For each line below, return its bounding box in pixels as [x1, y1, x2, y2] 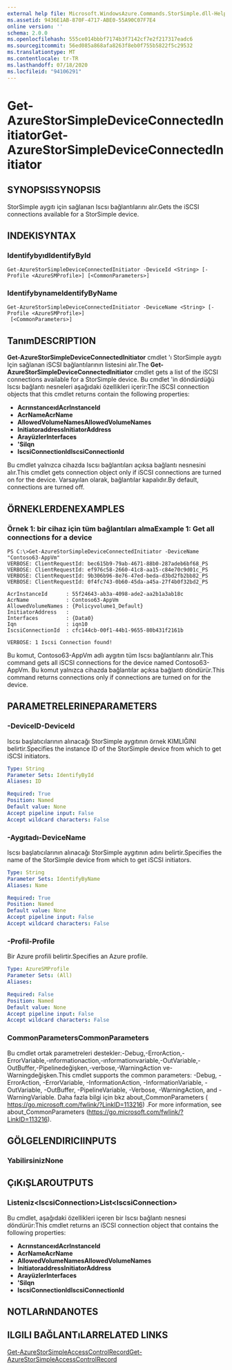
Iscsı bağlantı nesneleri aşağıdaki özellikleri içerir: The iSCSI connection [7, 383, 209, 391]
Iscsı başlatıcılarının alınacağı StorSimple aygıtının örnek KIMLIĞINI [7, 737, 197, 745]
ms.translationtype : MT [7, 49, 76, 56]
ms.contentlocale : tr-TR [7, 55, 79, 62]
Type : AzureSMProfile [7, 966, 70, 973]
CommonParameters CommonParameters [7, 1033, 150, 1043]
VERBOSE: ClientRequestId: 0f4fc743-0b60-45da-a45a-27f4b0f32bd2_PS [7, 578, 209, 585]
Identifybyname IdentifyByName [7, 289, 117, 298]
